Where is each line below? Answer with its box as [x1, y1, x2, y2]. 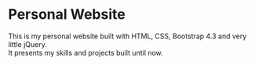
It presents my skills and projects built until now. [8, 48, 163, 57]
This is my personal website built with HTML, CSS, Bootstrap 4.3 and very [8, 31, 247, 41]
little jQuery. [8, 39, 47, 49]
